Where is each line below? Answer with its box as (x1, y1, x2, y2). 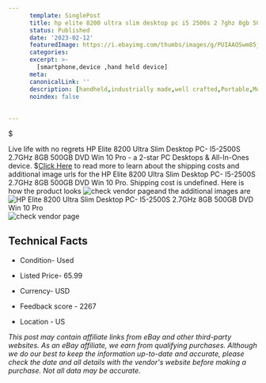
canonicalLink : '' (28, 78, 90, 85)
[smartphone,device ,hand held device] (36, 63, 169, 71)
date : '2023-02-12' (28, 33, 93, 42)
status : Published (28, 26, 90, 34)
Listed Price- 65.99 (19, 271, 83, 280)
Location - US (19, 317, 66, 326)
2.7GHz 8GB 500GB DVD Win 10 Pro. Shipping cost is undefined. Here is (8, 178, 245, 187)
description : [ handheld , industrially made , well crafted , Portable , (28, 85, 253, 93)
